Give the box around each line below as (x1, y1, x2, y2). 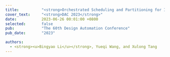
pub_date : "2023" (5, 30, 56, 35)
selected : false (5, 21, 53, 26)
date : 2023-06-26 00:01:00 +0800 (5, 16, 99, 21)
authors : (5, 39, 24, 45)
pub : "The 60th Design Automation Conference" (5, 26, 130, 31)
